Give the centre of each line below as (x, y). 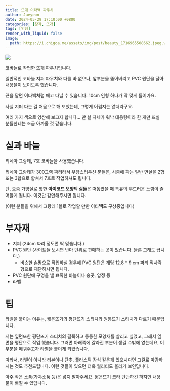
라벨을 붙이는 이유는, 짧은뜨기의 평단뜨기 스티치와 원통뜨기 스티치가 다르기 (78, 319)
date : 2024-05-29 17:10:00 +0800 (40, 19)
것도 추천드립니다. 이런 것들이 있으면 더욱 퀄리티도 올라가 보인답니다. (82, 366)
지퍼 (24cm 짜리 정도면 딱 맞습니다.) (48, 243)
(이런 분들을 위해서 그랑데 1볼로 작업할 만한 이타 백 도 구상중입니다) (70, 206)
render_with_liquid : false (34, 34)
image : (12, 39)
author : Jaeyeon (22, 15)
